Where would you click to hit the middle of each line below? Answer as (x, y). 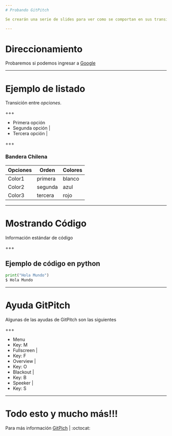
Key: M (20, 345)
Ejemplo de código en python (53, 264)
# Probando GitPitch (27, 10)
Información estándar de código (39, 237)
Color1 (16, 179)
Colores (73, 170)
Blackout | (23, 372)
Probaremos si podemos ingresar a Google (50, 63)
